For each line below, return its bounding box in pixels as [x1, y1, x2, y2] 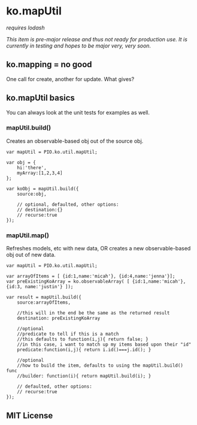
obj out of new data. [6, 251, 56, 259]
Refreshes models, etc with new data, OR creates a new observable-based [6, 245, 191, 252]
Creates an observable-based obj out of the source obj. [6, 137, 144, 145]
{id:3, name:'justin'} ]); [6, 284, 74, 290]
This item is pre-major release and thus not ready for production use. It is [6, 35, 187, 43]
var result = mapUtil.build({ [6, 294, 82, 301]
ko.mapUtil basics [6, 93, 75, 103]
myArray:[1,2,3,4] [17, 170, 63, 176]
